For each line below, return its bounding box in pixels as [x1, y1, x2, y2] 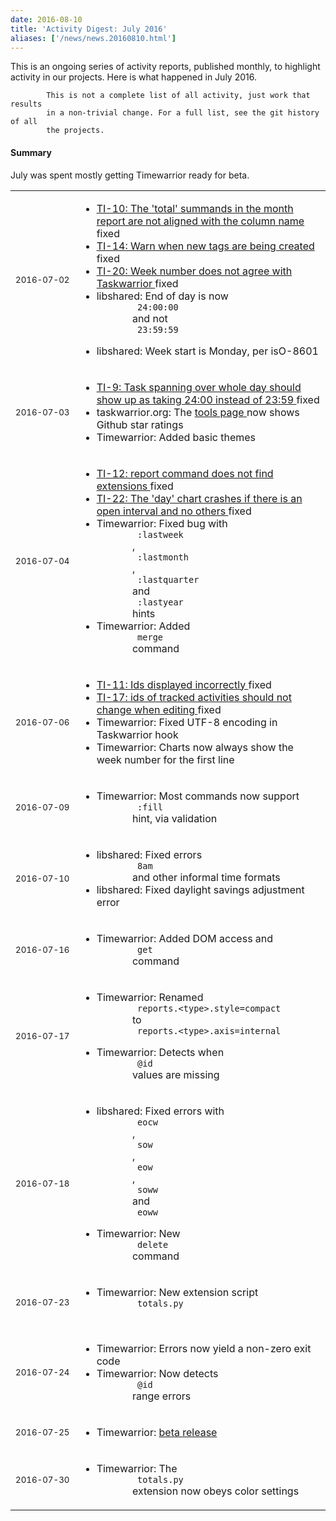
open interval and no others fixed [96, 504, 252, 518]
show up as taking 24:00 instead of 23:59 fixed [96, 392, 320, 406]
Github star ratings [96, 417, 184, 431]
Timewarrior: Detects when [96, 1045, 225, 1059]
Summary [10, 146, 52, 158]
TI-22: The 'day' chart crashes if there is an [96, 491, 303, 505]
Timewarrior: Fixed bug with [96, 516, 228, 530]
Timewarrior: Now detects [96, 1366, 219, 1380]
